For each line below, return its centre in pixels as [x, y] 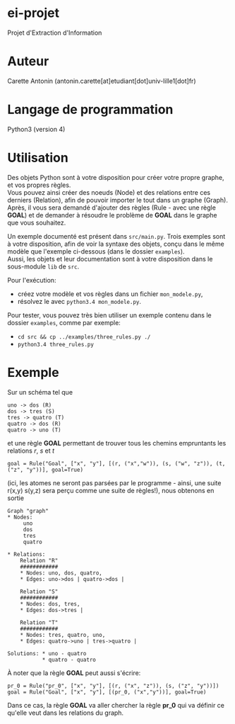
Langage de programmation [90, 109]
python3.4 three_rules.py [55, 344]
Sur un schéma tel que [40, 392]
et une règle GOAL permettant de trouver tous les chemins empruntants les [117, 443]
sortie [16, 498]
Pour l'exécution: [32, 280]
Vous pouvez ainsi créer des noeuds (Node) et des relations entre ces [109, 192]
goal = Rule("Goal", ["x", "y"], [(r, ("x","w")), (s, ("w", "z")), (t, [116, 463]
